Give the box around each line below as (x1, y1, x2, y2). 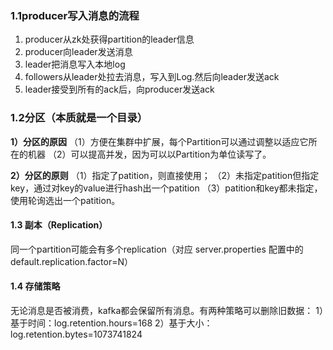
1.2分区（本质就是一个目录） (10, 111, 148, 125)
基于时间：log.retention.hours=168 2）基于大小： (10, 317, 213, 329)
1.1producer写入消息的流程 (10, 8, 140, 22)
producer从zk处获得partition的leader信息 (24, 33, 195, 46)
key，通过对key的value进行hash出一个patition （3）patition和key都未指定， (10, 182, 323, 194)
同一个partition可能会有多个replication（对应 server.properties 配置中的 (10, 243, 304, 255)
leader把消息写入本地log (24, 58, 126, 71)
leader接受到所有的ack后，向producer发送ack (24, 83, 215, 96)
